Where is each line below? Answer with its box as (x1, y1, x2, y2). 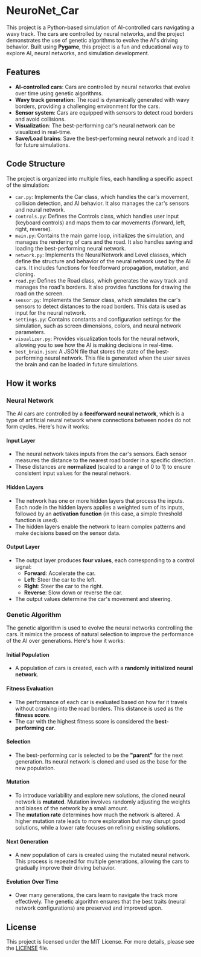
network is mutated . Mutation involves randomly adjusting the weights (14, 798, 191, 805)
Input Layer (6, 437, 36, 444)
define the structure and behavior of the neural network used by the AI (14, 257, 191, 264)
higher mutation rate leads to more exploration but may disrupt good (14, 817, 185, 825)
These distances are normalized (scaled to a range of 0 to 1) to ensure (14, 463, 191, 471)
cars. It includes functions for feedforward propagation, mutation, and (14, 264, 189, 271)
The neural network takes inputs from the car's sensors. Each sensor (14, 450, 187, 458)
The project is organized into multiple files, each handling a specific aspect (6, 175, 193, 182)
